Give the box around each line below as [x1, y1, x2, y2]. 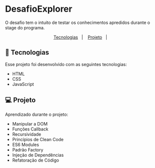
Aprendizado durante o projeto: [5, 111, 68, 117]
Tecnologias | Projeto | [53, 34, 108, 40]
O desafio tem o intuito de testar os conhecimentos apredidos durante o [5, 20, 150, 25]
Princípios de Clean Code [12, 136, 64, 142]
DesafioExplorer [5, 3, 72, 15]
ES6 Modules [12, 142, 39, 147]
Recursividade [12, 131, 42, 137]
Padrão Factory [12, 147, 44, 152]
